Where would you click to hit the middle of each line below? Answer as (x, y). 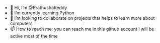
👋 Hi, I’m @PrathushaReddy (38, 8)
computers (21, 23)
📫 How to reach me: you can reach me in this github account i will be (82, 29)
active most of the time (34, 36)
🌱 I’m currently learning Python (42, 13)
